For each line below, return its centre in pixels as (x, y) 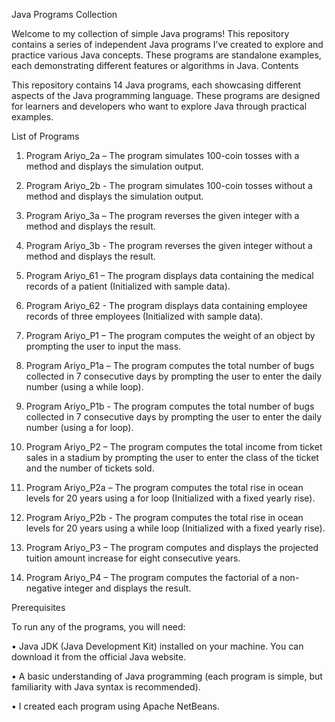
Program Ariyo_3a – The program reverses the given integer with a (162, 215)
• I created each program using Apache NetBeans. (115, 706)
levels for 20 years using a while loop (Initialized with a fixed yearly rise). (175, 528)
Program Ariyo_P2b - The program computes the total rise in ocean (164, 517)
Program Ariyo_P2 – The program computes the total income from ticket (174, 447)
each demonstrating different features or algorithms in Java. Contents (155, 65)
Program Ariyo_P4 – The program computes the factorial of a (151, 577)
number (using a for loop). (79, 427)
